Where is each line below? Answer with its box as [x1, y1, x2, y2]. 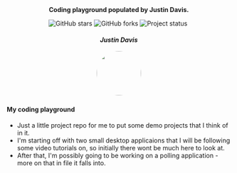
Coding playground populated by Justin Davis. [48, 6, 189, 13]
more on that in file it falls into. [16, 158, 106, 167]
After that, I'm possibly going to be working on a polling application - [16, 151, 218, 160]
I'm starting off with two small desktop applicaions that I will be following [16, 136, 231, 145]
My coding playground [6, 105, 75, 113]
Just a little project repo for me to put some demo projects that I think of [16, 121, 228, 129]
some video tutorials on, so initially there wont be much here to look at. [16, 143, 225, 152]
